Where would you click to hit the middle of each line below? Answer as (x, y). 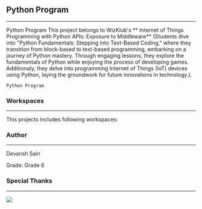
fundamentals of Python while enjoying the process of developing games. (98, 62)
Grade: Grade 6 (26, 165)
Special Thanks (29, 181)
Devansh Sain (23, 154)
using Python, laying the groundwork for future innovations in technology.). (99, 74)
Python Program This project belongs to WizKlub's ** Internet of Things (95, 30)
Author (17, 135)
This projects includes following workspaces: (62, 120)
